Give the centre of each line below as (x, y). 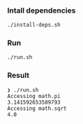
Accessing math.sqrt (37, 108)
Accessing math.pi (34, 96)
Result (18, 76)
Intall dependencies (41, 11)
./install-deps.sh (34, 25)
